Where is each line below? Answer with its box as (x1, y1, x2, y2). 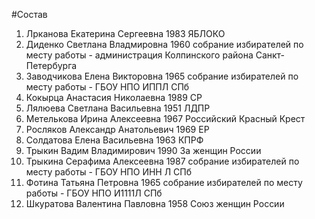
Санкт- (255, 49, 286, 61)
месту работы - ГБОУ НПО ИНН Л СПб (25, 166, 193, 178)
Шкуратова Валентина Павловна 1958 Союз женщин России (25, 198, 285, 209)
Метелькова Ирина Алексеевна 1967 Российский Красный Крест (25, 113, 306, 124)
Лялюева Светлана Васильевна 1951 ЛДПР (25, 102, 211, 114)
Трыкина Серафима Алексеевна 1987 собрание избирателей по (25, 155, 300, 167)
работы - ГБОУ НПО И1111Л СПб (25, 187, 163, 199)
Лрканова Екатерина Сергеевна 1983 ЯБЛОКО (25, 28, 226, 39)
